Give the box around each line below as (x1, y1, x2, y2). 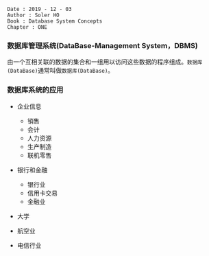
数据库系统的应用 (7, 85, 64, 95)
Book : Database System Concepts (7, 18, 103, 25)
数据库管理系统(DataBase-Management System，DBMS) (7, 40, 199, 50)
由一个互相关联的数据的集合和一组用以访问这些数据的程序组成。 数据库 (7, 58, 203, 66)
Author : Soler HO (7, 12, 60, 19)
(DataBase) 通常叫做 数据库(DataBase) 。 (7, 67, 114, 75)
